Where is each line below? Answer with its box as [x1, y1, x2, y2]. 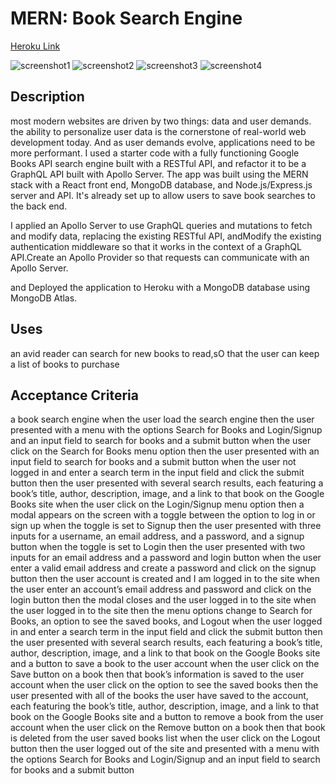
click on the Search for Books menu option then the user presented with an [10, 445, 320, 457]
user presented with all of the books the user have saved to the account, [10, 690, 309, 702]
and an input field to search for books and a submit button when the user [10, 435, 312, 447]
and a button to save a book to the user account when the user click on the [10, 658, 320, 670]
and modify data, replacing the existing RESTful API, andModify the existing [10, 230, 322, 242]
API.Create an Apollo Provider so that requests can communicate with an [10, 251, 310, 263]
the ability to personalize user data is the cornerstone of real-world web [10, 125, 307, 137]
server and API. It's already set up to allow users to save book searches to [10, 189, 316, 201]
